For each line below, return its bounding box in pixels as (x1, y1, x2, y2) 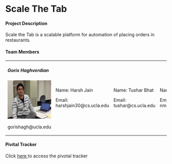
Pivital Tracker (5, 142, 37, 148)
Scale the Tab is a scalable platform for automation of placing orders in (5, 32, 155, 38)
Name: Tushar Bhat (113, 87, 154, 93)
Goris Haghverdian (7, 67, 49, 73)
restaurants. (5, 37, 31, 43)
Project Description (5, 20, 48, 26)
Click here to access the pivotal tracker (5, 153, 88, 159)
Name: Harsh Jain (55, 87, 93, 93)
